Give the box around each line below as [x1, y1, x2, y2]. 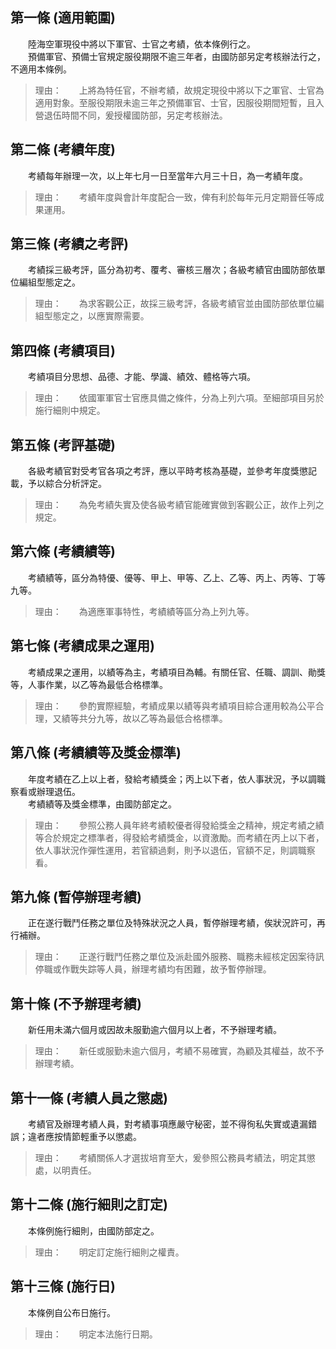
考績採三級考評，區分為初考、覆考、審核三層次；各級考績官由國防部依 [27, 264, 317, 276]
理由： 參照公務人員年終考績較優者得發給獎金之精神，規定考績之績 [34, 819, 325, 831]
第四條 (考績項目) [10, 342, 116, 359]
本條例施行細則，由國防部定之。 [27, 1224, 160, 1237]
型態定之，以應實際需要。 [43, 310, 150, 322]
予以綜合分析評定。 [27, 478, 107, 490]
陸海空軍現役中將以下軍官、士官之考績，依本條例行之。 [27, 38, 256, 50]
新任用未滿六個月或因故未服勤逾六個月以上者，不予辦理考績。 [27, 1024, 282, 1036]
